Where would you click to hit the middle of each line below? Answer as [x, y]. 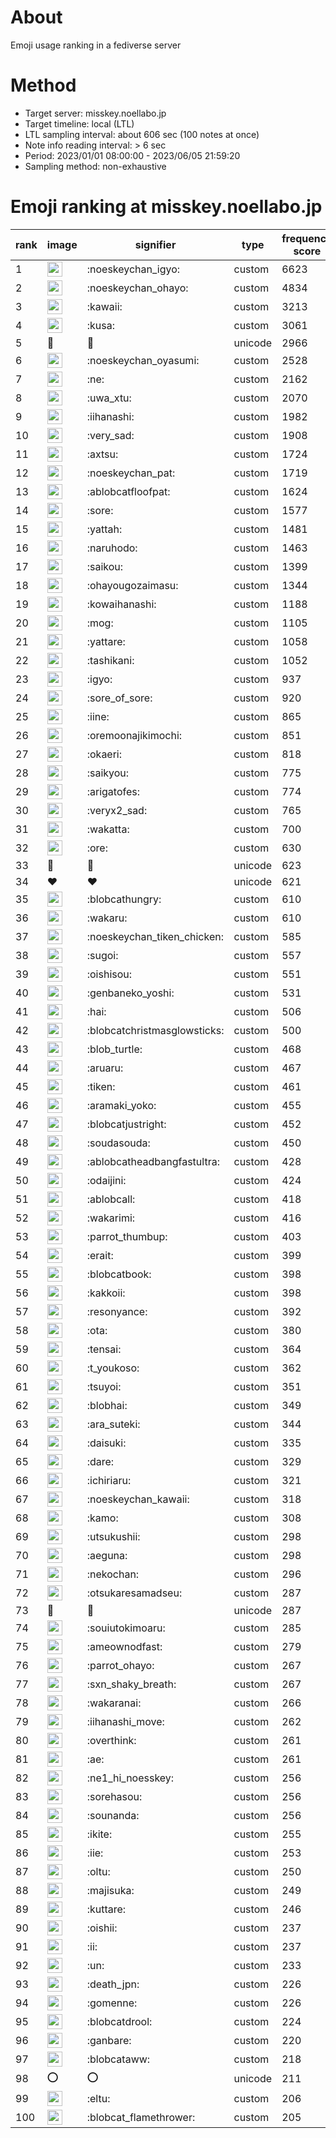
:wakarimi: [111, 1218]
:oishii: [102, 1928]
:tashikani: [110, 660]
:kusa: [100, 325]
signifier [155, 244]
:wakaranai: [114, 1703]
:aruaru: [105, 1068]
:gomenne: [112, 2003]
